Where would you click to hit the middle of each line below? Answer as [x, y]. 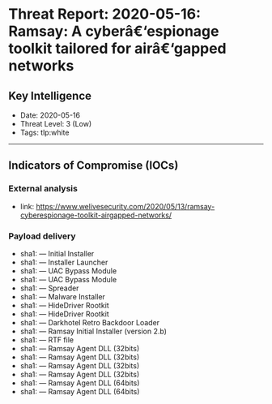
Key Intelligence [50, 95]
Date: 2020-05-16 [50, 115]
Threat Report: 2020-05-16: [104, 14]
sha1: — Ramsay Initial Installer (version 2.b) [93, 331]
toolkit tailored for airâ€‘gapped [117, 49]
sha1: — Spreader [49, 288]
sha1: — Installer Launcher [64, 262]
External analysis [43, 189]
